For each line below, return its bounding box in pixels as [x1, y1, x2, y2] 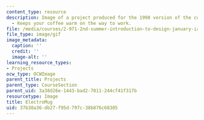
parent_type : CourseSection [6, 82, 78, 88]
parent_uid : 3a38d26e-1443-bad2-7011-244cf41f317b [6, 88, 137, 94]
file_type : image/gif [6, 32, 61, 38]
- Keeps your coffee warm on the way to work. [12, 20, 132, 26]
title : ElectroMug [6, 99, 53, 105]
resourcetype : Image [6, 93, 59, 99]
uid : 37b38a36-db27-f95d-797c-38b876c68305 [6, 104, 118, 111]
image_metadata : [6, 37, 47, 43]
